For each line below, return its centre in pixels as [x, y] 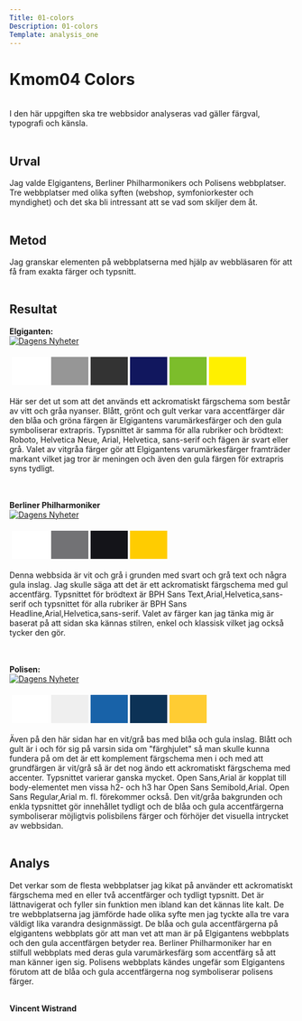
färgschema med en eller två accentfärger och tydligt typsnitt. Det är [137, 895]
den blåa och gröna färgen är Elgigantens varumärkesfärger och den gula [146, 420]
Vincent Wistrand [43, 1008]
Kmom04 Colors [72, 79]
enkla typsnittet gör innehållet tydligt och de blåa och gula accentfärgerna [146, 806]
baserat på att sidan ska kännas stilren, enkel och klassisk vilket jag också [146, 623]
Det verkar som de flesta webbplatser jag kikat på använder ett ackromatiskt [151, 885]
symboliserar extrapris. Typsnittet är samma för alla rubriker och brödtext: [146, 430]
